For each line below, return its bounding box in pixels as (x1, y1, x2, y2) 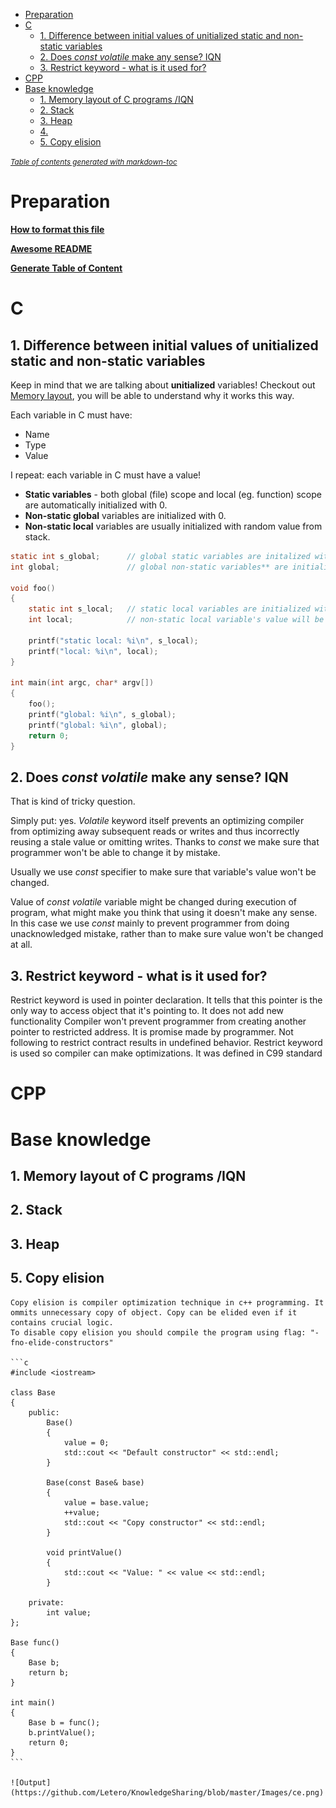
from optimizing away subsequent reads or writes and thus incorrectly (10, 825, 300, 838)
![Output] (10, 1777, 52, 1788)
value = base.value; (63, 1497, 150, 1508)
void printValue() (46, 1547, 123, 1558)
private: (28, 1597, 65, 1608)
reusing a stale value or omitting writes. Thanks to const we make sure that (10, 836, 320, 848)
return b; (28, 1667, 70, 1678)
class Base (10, 1387, 56, 1398)
